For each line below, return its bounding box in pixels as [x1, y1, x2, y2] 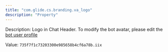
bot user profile [5, 32, 38, 38]
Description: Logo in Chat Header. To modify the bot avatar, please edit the [5, 26, 163, 32]
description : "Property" [5, 12, 58, 17]
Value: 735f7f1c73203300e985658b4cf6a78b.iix [5, 41, 102, 47]
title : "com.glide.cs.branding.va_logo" [5, 7, 93, 13]
